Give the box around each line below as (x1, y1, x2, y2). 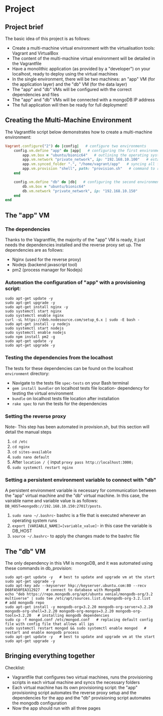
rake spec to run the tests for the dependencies (12, 401, 108, 406)
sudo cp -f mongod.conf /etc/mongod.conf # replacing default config (5, 617, 153, 622)
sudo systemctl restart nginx (12, 465, 74, 470)
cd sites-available (12, 449, 52, 455)
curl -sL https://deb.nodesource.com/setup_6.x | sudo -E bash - (5, 317, 140, 322)
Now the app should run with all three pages (12, 705, 101, 711)
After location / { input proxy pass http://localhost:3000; (12, 459, 134, 465)
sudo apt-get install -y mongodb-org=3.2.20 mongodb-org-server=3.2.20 (5, 605, 153, 609)
